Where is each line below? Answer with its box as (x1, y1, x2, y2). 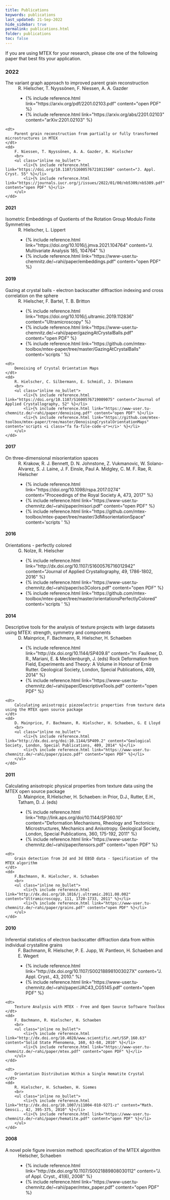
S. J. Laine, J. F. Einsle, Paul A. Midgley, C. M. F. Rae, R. (36, 466, 153, 472)
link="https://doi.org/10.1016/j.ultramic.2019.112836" (25, 313, 134, 320)
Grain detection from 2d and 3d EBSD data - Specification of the (14, 856, 158, 862)
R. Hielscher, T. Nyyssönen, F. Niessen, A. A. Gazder (18, 85, 128, 92)
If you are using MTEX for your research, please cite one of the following (5, 50, 158, 56)
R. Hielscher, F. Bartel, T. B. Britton (18, 298, 91, 304)
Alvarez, (18, 466, 36, 472)
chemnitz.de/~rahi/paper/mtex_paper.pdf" (25, 1184, 115, 1190)
